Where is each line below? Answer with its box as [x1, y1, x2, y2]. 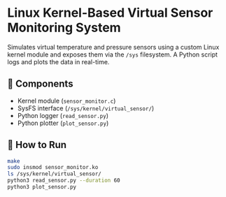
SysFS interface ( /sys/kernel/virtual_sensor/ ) [17, 103, 155, 112]
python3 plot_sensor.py [7, 184, 77, 191]
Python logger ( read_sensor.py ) [17, 111, 109, 119]
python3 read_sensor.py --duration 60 [7, 177, 120, 184]
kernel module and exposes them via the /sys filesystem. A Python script [7, 50, 218, 59]
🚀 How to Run [7, 139, 67, 151]
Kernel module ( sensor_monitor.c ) [17, 96, 116, 105]
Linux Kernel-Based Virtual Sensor [7, 5, 213, 21]
